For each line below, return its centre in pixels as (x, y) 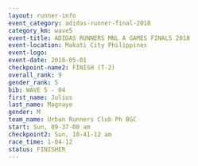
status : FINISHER (37, 149)
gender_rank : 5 (33, 82)
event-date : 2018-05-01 (48, 61)
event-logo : (28, 53)
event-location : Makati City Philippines (78, 45)
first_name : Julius (41, 97)
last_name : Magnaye (41, 105)
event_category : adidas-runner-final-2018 (80, 23)
